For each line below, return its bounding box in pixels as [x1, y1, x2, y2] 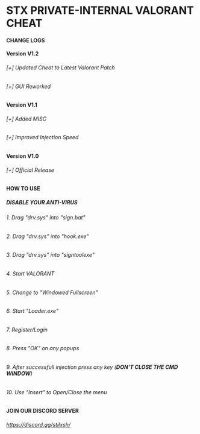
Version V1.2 [6, 50, 39, 57]
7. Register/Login [6, 326, 48, 333]
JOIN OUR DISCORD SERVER [6, 407, 80, 415]
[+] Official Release [6, 166, 55, 174]
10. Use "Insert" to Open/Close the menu [6, 388, 107, 395]
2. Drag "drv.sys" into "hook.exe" [6, 233, 89, 240]
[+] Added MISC [6, 115, 47, 122]
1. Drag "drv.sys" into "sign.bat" [6, 214, 86, 221]
